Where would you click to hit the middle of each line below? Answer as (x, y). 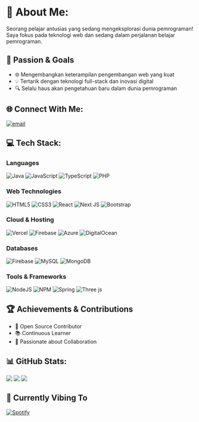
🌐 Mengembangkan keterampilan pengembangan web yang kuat (94, 75)
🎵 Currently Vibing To (47, 398)
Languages (23, 163)
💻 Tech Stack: (34, 143)
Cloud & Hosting (30, 220)
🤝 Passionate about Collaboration (56, 342)
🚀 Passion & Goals (40, 60)
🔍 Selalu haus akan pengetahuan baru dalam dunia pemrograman (96, 88)
